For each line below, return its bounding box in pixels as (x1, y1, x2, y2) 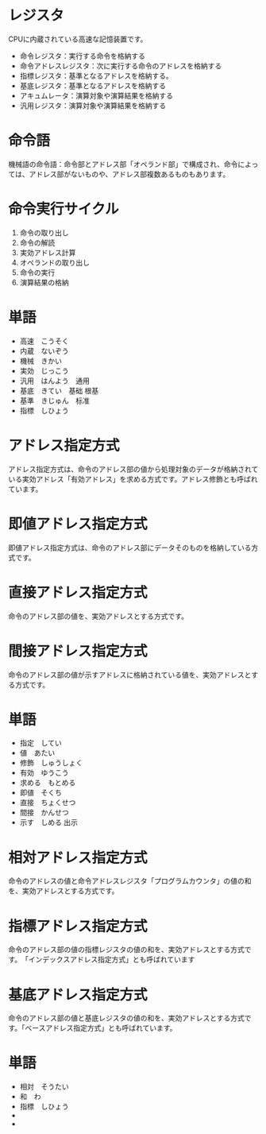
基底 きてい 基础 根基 (19, 385, 99, 395)
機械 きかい (19, 356, 62, 366)
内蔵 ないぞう (19, 346, 69, 355)
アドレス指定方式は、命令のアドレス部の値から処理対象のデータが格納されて (8, 464, 259, 474)
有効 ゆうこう (19, 768, 69, 778)
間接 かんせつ (19, 807, 69, 818)
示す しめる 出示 (19, 818, 78, 827)
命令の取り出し (19, 227, 69, 238)
